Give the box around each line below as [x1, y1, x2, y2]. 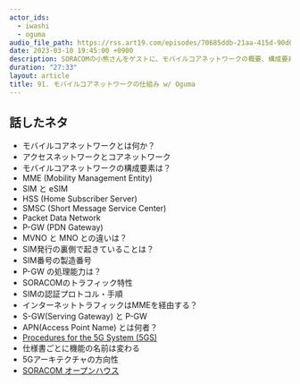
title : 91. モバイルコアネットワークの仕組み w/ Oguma [9, 80, 196, 89]
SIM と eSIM [21, 183, 69, 194]
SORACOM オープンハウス [21, 365, 120, 376]
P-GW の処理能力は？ [21, 266, 102, 277]
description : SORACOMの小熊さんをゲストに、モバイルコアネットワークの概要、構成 [9, 55, 282, 64]
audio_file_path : [9, 38, 74, 47]
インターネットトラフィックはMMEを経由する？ [21, 300, 198, 311]
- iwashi [17, 21, 50, 30]
